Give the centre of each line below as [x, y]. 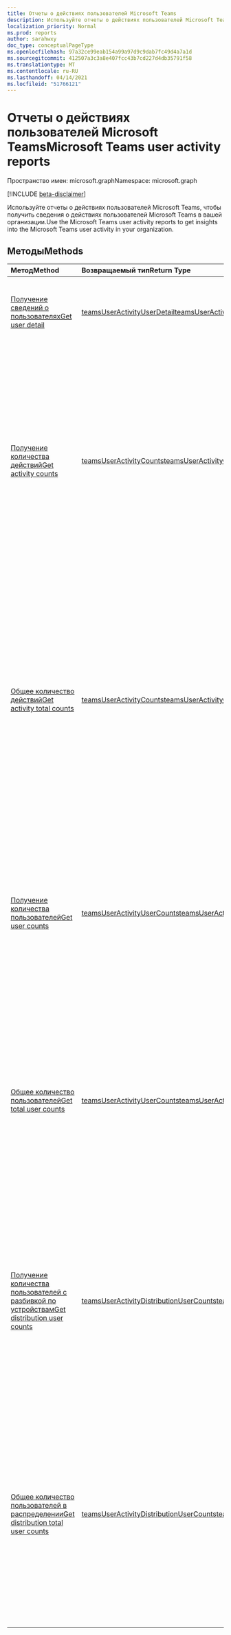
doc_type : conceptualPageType [51, 45]
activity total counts [42, 708]
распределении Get [43, 1514]
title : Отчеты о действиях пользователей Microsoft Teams [92, 13]
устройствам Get [38, 1309]
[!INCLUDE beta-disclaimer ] [46, 194]
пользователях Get [41, 316]
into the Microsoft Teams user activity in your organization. [90, 229]
